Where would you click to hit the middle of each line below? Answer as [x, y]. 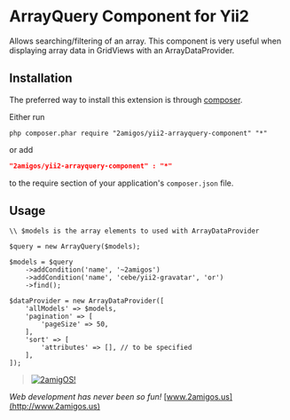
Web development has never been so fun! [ [88, 397]
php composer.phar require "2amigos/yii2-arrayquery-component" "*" [138, 133]
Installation [41, 79]
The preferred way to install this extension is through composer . [126, 99]
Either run [27, 116]
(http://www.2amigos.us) [55, 407]
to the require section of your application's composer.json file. [121, 183]
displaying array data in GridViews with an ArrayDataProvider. [122, 50]
